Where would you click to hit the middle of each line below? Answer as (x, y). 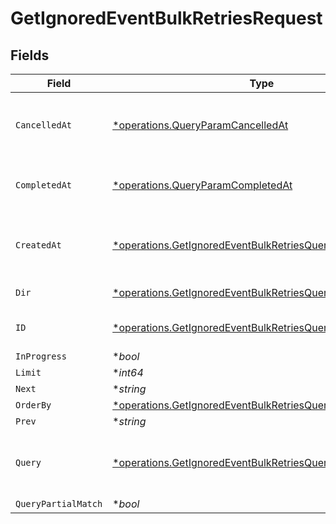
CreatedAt (38, 245)
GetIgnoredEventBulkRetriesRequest (166, 18)
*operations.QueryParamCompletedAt (202, 185)
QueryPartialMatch (59, 503)
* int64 (128, 372)
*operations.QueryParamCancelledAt (200, 125)
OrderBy (33, 405)
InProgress (41, 356)
